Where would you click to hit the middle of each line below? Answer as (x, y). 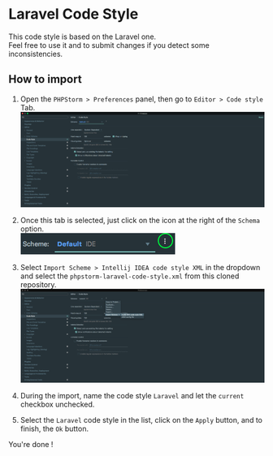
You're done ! (31, 444)
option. (32, 229)
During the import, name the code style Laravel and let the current (132, 395)
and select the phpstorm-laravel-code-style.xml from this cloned (130, 276)
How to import (45, 79)
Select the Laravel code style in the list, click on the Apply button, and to (141, 419)
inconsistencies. (36, 54)
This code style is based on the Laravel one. (82, 37)
